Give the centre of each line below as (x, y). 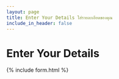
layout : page (23, 12)
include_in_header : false (39, 23)
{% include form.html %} (38, 70)
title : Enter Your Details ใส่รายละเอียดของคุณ (60, 18)
